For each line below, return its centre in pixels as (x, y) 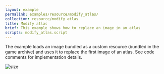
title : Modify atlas (27, 23)
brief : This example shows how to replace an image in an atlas (73, 28)
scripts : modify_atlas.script (36, 33)
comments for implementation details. (44, 57)
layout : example (22, 10)
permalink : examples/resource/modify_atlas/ (52, 14)
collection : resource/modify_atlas (42, 19)
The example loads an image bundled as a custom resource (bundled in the (82, 47)
